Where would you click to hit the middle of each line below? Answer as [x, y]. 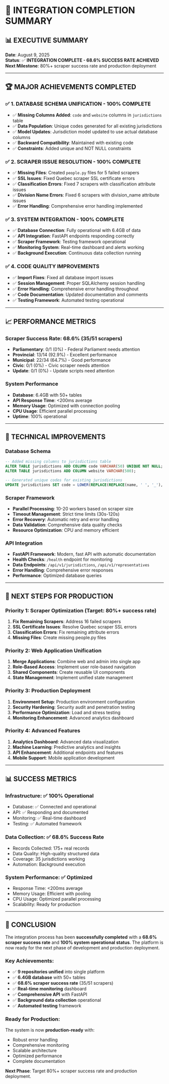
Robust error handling [35, 1040]
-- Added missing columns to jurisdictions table [58, 462]
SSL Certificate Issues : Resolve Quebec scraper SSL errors [74, 626]
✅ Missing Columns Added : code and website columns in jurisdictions [87, 115]
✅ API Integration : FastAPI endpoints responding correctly [73, 236]
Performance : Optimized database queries [57, 576]
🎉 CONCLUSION [31, 925]
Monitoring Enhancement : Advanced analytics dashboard [73, 718]
